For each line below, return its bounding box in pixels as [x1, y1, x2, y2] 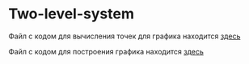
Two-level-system [8, 5, 135, 23]
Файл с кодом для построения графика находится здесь [8, 46, 204, 56]
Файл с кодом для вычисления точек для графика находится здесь [8, 31, 241, 41]
